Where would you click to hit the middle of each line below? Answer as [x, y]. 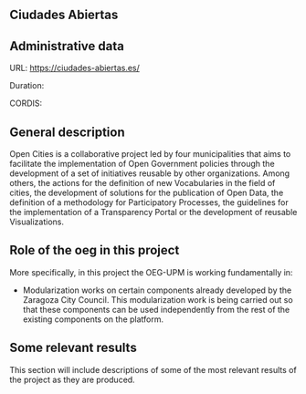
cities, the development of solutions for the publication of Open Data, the [147, 193]
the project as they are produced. [72, 379]
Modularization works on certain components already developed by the [157, 290]
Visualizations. [37, 222]
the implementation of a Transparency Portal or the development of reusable [153, 213]
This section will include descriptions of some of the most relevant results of [153, 369]
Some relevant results [73, 348]
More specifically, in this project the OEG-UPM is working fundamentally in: [151, 272]
